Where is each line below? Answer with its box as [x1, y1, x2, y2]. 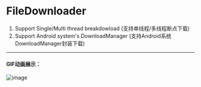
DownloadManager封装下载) [14, 40, 85, 47]
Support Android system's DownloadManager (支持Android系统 [14, 32, 172, 40]
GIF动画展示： [6, 60, 41, 67]
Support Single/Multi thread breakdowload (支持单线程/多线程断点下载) [14, 25, 190, 32]
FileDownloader [6, 4, 87, 18]
